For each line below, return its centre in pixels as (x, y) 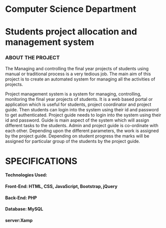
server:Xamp (19, 220)
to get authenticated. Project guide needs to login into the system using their (83, 115)
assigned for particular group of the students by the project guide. (73, 141)
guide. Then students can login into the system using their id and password (82, 109)
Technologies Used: (26, 175)
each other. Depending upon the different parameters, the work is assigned (82, 131)
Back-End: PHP (21, 198)
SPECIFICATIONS (41, 161)
